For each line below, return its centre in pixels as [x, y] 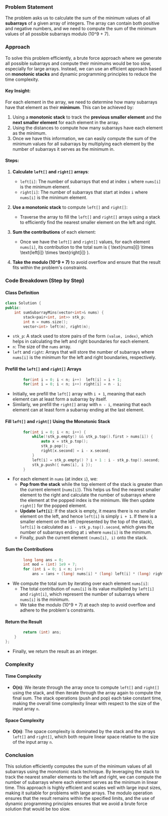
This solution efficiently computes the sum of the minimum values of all [78, 766]
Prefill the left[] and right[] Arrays [43, 369]
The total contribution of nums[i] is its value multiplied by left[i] [87, 589]
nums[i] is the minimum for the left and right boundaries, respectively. [84, 357]
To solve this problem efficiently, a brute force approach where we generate [83, 58]
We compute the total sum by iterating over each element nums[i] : [80, 583]
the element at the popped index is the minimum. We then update [87, 500]
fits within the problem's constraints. [50, 268]
